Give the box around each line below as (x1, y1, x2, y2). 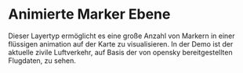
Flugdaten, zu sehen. (8, 56, 77, 65)
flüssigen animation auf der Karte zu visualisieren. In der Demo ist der (8, 39, 234, 48)
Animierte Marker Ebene (8, 5, 171, 23)
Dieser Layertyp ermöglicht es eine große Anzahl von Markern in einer (8, 31, 235, 40)
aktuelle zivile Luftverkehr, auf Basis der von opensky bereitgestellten (8, 47, 233, 57)
